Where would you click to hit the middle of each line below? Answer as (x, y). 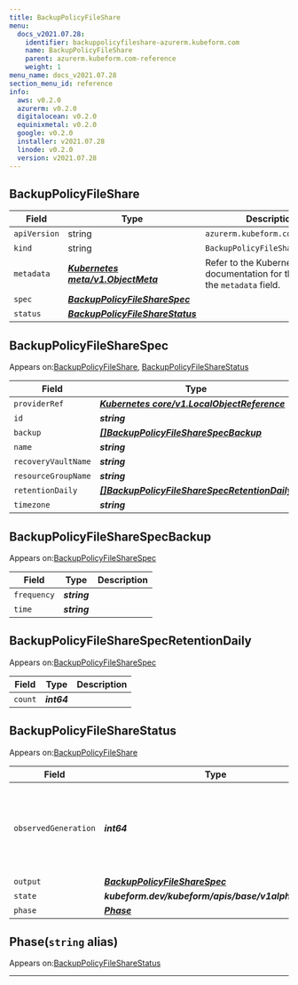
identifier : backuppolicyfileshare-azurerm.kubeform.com (133, 42)
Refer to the (230, 263)
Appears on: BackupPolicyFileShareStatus (85, 963)
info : (19, 92)
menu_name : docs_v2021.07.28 (63, 76)
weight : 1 (43, 68)
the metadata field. (243, 285)
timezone (32, 505)
